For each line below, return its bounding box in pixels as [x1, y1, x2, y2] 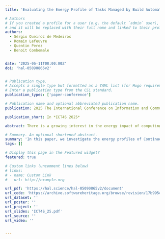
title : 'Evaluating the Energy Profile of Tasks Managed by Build [5, 7, 144, 12]
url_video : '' [5, 218, 34, 223]
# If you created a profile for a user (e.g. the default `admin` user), [5, 21, 160, 25]
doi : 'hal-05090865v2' [5, 66, 52, 71]
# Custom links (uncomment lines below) [5, 164, 89, 168]
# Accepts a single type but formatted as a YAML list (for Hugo [5, 83, 141, 88]
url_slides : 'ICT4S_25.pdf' [5, 209, 63, 214]
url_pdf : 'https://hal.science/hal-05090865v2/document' [5, 186, 124, 191]
